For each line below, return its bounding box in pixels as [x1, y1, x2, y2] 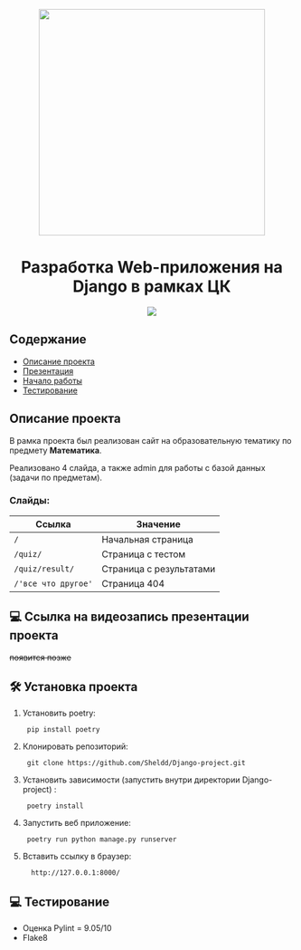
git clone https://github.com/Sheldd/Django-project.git [26, 759, 246, 768]
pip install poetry [26, 725, 100, 734]
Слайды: [9, 494, 51, 507]
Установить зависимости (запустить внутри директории [22, 774, 240, 785]
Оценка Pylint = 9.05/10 [22, 923, 112, 934]
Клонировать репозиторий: [22, 741, 128, 752]
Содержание [9, 331, 88, 348]
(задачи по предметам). [9, 472, 102, 483]
